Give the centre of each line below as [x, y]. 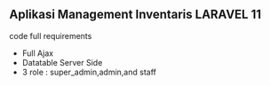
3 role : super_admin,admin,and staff [89, 72]
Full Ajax [38, 53]
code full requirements [51, 35]
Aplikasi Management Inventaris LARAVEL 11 [135, 15]
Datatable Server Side [62, 62]
